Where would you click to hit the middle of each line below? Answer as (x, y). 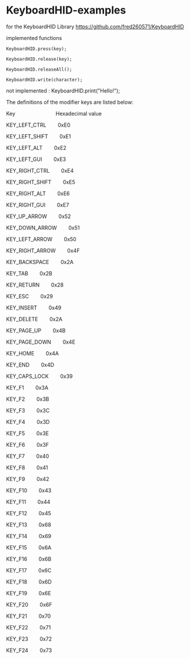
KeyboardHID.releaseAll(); (39, 69)
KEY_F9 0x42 (28, 479)
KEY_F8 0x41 (27, 467)
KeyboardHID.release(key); (39, 59)
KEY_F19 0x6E (29, 593)
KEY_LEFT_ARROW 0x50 (41, 239)
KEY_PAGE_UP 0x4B (36, 330)
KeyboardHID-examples (66, 10)
